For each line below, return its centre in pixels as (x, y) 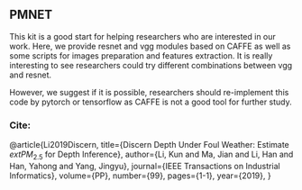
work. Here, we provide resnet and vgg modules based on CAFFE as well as (150, 46)
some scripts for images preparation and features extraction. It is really (141, 55)
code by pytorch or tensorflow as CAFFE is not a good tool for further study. (151, 102)
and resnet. (31, 75)
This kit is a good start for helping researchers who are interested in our (143, 36)
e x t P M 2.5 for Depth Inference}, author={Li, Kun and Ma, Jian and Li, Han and (151, 155)
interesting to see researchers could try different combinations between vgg (151, 65)
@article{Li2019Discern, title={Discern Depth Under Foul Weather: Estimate (150, 145)
